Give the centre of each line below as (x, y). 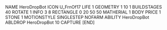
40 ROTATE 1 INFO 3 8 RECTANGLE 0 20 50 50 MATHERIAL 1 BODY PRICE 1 (83, 12)
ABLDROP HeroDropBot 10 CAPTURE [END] (50, 22)
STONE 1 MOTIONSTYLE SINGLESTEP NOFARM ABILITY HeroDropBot (77, 17)
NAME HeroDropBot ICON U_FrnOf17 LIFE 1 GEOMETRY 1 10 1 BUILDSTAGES (83, 7)
